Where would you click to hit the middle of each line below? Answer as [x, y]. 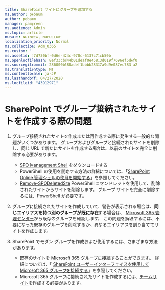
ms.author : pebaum [24, 14]
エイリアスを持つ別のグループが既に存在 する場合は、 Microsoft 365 [85, 212]
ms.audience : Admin [25, 28]
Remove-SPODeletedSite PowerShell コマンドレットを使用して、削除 [90, 183]
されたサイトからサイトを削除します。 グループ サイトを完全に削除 [87, 189]
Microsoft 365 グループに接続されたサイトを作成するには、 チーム [86, 276]
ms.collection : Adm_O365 [31, 46]
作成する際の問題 [57, 121]
